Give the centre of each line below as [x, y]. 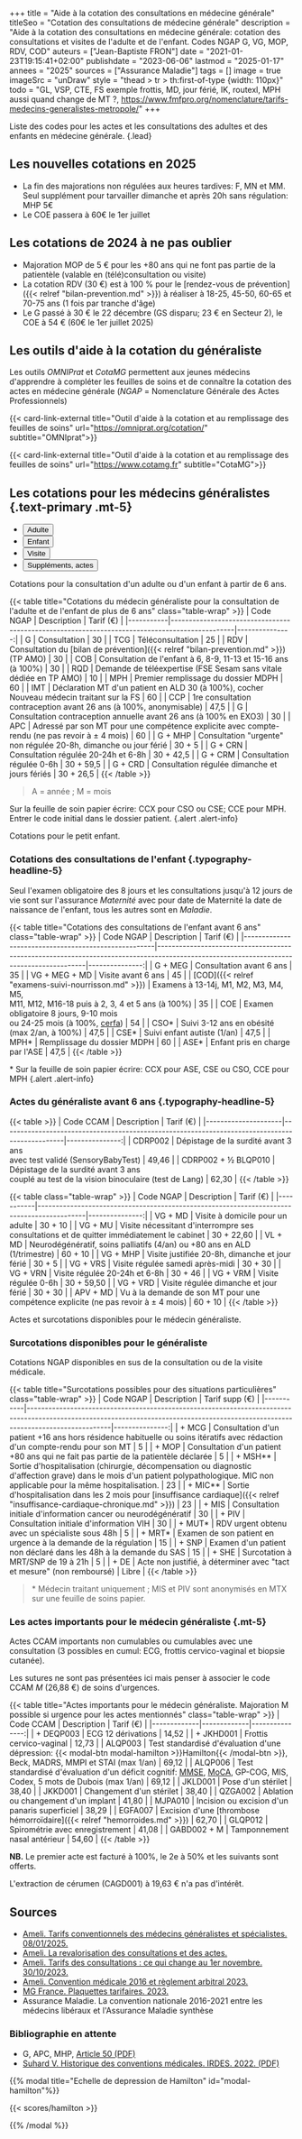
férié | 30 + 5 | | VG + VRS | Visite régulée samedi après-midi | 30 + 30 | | [145, 1263]
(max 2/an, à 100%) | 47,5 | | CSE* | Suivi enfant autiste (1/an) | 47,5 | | [140, 1033]
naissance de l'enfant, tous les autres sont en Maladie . [111, 909]
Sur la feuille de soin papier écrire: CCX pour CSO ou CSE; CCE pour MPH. [148, 809]
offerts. [23, 1867]
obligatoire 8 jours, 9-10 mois [64, 1013]
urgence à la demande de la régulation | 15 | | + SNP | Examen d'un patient [148, 1543]
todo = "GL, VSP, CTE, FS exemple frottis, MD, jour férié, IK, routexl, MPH [145, 90]
